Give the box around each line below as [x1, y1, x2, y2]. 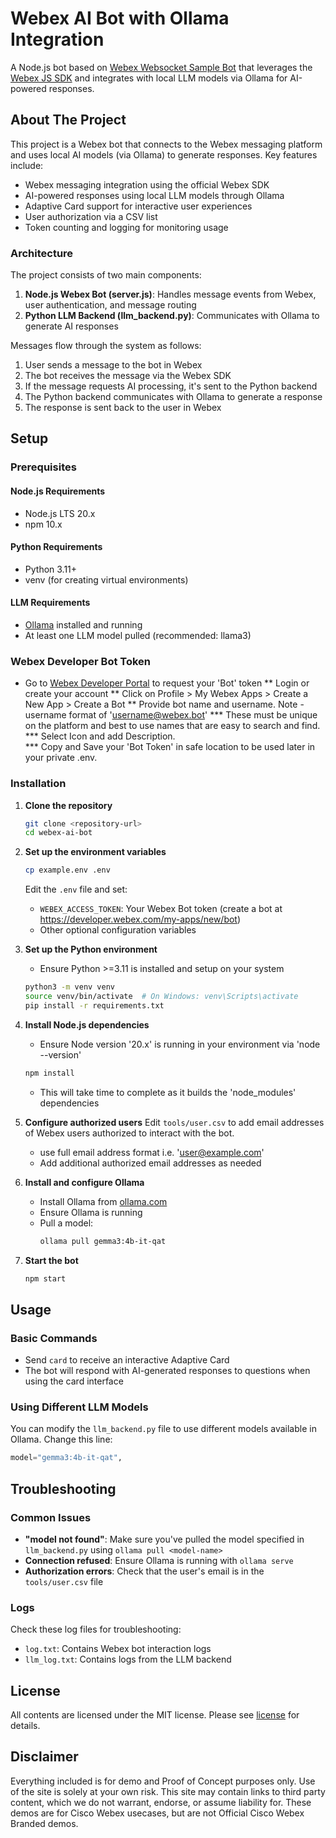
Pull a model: [39, 1217, 94, 1229]
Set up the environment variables [24, 846, 167, 858]
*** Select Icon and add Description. [24, 730, 176, 742]
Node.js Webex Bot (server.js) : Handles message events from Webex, [24, 288, 317, 301]
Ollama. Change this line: [10, 1433, 113, 1446]
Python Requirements [10, 541, 103, 553]
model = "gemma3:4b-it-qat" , [10, 1453, 123, 1463]
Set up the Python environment [24, 943, 158, 956]
